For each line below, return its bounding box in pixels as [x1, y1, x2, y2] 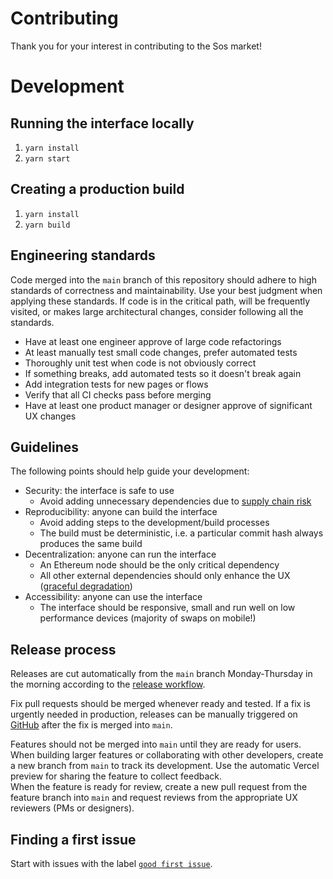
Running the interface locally [10, 115, 195, 132]
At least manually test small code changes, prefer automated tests [24, 346, 298, 358]
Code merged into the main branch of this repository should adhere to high [10, 273, 317, 286]
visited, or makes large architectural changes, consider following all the [10, 305, 304, 317]
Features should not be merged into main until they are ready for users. [10, 738, 302, 751]
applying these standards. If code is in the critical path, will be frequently [10, 295, 311, 307]
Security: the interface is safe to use [24, 485, 175, 497]
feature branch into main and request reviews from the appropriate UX [10, 792, 298, 804]
